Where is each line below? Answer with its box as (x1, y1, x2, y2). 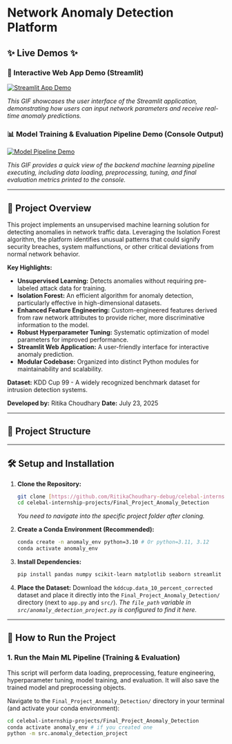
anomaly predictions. (21, 111, 81, 120)
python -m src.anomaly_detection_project (7, 730, 128, 737)
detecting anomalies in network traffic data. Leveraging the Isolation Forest (7, 227, 221, 236)
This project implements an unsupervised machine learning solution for (7, 220, 210, 229)
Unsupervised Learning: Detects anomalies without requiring (17, 277, 193, 285)
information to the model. (17, 320, 90, 329)
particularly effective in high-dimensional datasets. (17, 299, 162, 307)
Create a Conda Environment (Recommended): (17, 526, 155, 534)
